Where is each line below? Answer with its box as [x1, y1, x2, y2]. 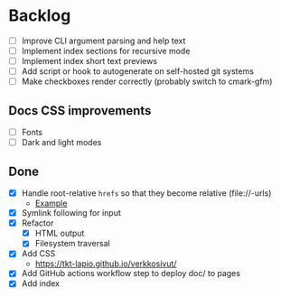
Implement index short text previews [21, 56, 158, 67]
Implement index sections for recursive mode [21, 46, 191, 56]
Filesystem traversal [34, 238, 110, 249]
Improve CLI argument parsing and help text [21, 35, 186, 46]
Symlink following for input [21, 208, 121, 218]
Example [34, 198, 68, 209]
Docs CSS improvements [8, 103, 152, 118]
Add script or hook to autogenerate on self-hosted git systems [21, 66, 255, 77]
